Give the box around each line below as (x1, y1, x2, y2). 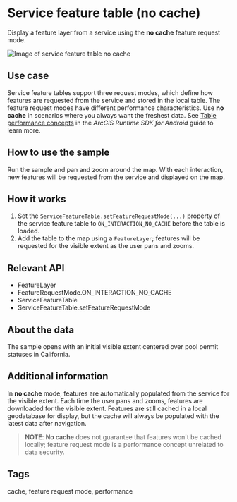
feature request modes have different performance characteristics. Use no (7, 104, 224, 112)
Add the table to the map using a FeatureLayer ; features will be (17, 234, 200, 243)
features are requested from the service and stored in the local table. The (7, 96, 221, 104)
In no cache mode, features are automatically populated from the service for (7, 389, 230, 398)
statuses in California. (7, 350, 71, 358)
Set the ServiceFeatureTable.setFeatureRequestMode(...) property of (17, 212, 221, 220)
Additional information (7, 370, 109, 382)
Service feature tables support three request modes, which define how (7, 88, 214, 97)
